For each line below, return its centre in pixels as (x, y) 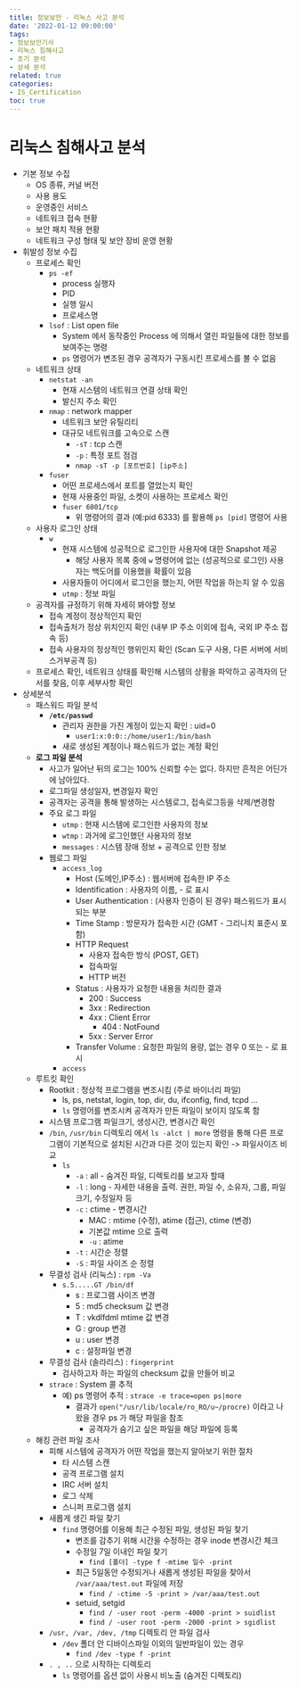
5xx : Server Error (121, 1037)
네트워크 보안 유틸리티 (100, 422)
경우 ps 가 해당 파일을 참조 (138, 1418)
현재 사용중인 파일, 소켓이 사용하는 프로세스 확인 (145, 497)
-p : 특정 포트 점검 (106, 455)
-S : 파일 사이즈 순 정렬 (115, 1263)
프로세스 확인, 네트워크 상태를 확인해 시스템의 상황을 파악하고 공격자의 (157, 672)
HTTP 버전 (107, 977)
